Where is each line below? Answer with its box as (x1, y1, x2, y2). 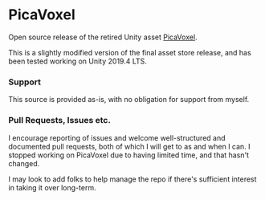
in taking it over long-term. (8, 182, 96, 192)
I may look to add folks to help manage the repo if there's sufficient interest (8, 174, 257, 184)
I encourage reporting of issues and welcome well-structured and (8, 133, 226, 142)
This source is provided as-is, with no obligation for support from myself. (8, 95, 250, 104)
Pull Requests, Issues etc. (8, 115, 111, 126)
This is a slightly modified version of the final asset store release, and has (8, 47, 251, 57)
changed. (8, 158, 40, 168)
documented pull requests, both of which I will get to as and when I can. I (8, 141, 251, 151)
